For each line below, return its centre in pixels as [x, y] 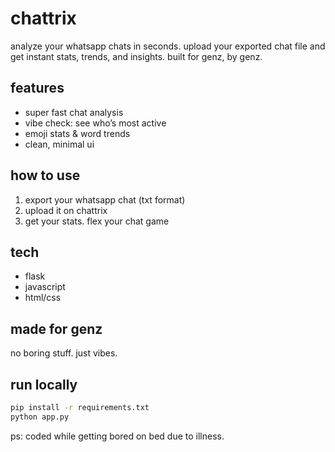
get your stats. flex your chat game [97, 221]
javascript [45, 287]
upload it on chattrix [66, 210]
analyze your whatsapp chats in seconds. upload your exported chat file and [168, 46]
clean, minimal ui [59, 144]
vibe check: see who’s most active [95, 123]
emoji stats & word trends [77, 133]
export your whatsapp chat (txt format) [105, 199]
